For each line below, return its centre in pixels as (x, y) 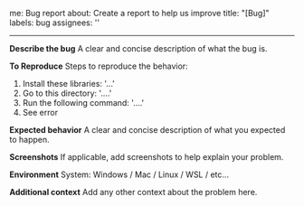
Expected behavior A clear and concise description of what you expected (147, 130)
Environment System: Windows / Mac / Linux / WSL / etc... (119, 174)
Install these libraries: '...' (68, 84)
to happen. (29, 140)
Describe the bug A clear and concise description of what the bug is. (138, 48)
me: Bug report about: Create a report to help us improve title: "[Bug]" (139, 13)
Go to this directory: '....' (67, 93)
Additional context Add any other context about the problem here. (133, 192)
